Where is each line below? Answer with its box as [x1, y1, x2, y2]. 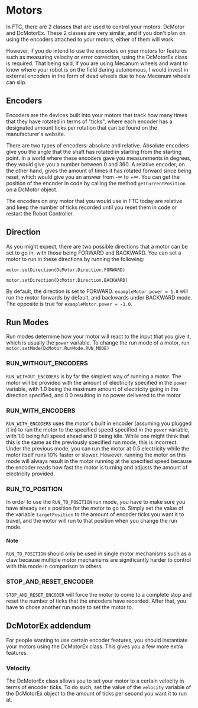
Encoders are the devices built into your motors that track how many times [6, 111, 188, 118]
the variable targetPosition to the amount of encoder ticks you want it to [6, 511, 184, 518]
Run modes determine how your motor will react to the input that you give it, [6, 333, 191, 340]
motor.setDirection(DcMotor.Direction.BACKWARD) [6, 277, 128, 283]
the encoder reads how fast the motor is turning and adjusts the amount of [6, 464, 188, 471]
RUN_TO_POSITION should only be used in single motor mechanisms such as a [6, 550, 191, 557]
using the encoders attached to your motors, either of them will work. [6, 36, 176, 43]
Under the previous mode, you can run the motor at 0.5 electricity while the [6, 445, 190, 452]
